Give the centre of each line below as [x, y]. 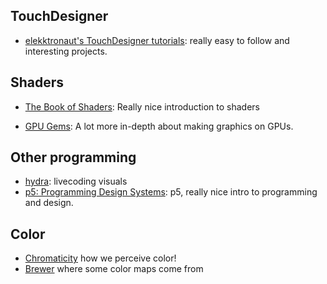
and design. [49, 203]
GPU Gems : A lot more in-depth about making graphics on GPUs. [159, 126]
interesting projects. [66, 51]
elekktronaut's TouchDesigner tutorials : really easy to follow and [157, 40]
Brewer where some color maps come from [114, 269]
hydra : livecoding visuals [76, 181]
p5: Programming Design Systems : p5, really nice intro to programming [171, 192]
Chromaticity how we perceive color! [100, 258]
